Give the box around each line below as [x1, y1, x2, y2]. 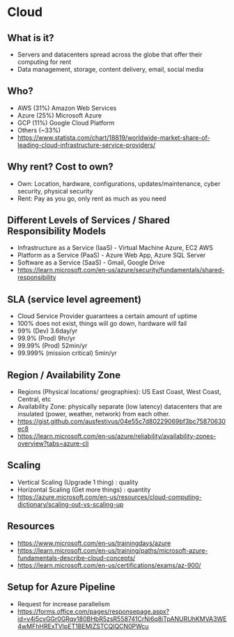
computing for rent [17, 58, 72, 66]
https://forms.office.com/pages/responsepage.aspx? [17, 607, 169, 615]
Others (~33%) [17, 126, 61, 134]
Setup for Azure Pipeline [7, 581, 116, 593]
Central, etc [17, 395, 52, 404]
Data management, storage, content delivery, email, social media [17, 65, 204, 73]
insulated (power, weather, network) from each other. [17, 410, 171, 418]
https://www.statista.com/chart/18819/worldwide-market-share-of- [17, 133, 210, 141]
